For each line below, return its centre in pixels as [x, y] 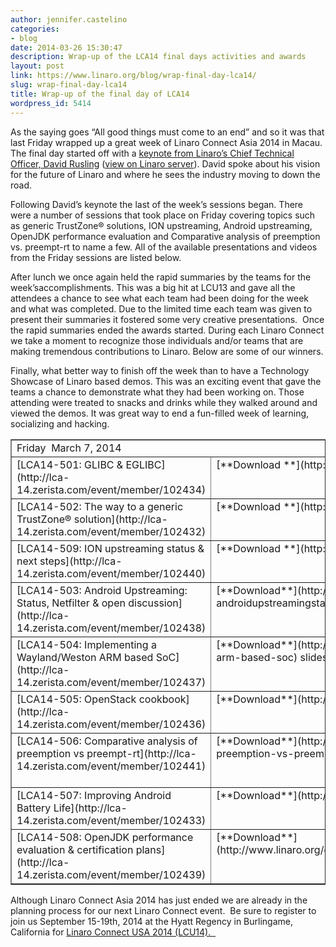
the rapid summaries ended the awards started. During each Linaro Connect [167, 330]
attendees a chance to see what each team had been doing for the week [160, 298]
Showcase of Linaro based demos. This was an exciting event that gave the [166, 381]
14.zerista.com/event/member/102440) [111, 573]
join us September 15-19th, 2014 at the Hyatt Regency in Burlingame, [151, 921]
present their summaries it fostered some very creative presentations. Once [167, 319]
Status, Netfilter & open [71, 603]
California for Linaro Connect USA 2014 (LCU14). [111, 932]
